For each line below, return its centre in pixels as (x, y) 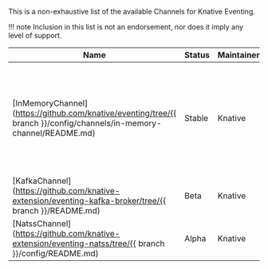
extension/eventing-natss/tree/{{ (75, 244)
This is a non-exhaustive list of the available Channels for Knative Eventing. (132, 12)
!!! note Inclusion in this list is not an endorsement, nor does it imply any (126, 27)
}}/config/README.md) (55, 253)
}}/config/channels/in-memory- (101, 123)
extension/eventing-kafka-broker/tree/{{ (89, 201)
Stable (197, 118)
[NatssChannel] (42, 224)
